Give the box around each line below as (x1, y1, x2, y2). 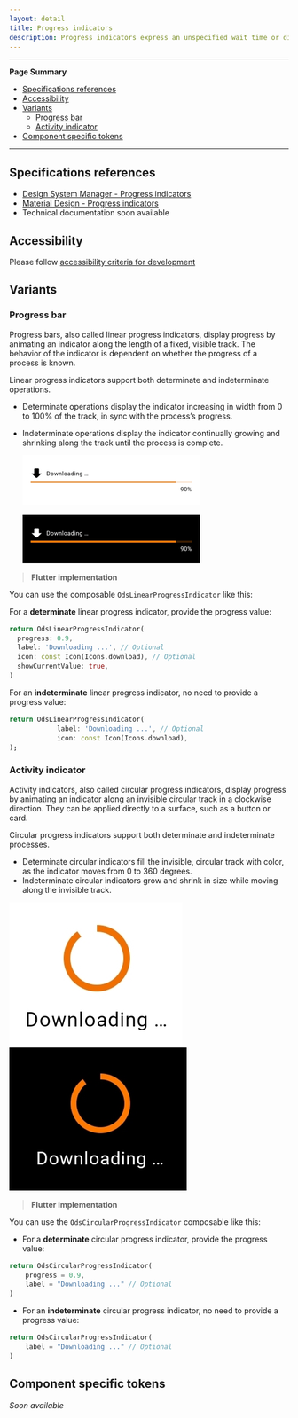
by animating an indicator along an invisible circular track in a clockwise (9, 794, 272, 804)
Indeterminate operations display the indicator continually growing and (21, 427, 281, 438)
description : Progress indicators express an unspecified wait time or (9, 33, 279, 42)
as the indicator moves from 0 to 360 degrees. (21, 866, 192, 876)
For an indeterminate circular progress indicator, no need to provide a (21, 1305, 279, 1316)
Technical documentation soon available (21, 208, 170, 218)
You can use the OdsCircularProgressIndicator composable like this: (9, 1216, 262, 1227)
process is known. (9, 357, 76, 368)
